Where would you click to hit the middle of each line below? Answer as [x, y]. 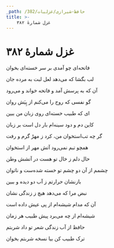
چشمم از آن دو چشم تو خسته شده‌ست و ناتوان [57, 170]
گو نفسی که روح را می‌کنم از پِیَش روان [49, 102]
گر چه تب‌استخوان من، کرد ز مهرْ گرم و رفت [54, 136]
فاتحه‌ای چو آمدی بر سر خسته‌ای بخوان [48, 68]
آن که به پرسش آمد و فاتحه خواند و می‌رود [52, 91]
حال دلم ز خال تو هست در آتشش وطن [48, 159]
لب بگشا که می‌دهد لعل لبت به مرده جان [50, 79]
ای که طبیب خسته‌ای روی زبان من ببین [48, 113]
